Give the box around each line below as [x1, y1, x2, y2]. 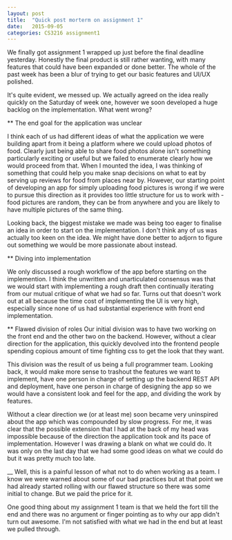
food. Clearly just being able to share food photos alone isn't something [7, 147, 211, 155]
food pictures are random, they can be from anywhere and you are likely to [7, 198, 220, 207]
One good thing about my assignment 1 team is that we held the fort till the [7, 503, 219, 511]
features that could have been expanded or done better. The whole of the [7, 63, 216, 71]
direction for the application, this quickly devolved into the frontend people [7, 339, 220, 348]
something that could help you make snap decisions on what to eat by [7, 169, 206, 177]
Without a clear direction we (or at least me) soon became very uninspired [7, 410, 219, 419]
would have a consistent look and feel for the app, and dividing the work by [7, 390, 222, 398]
